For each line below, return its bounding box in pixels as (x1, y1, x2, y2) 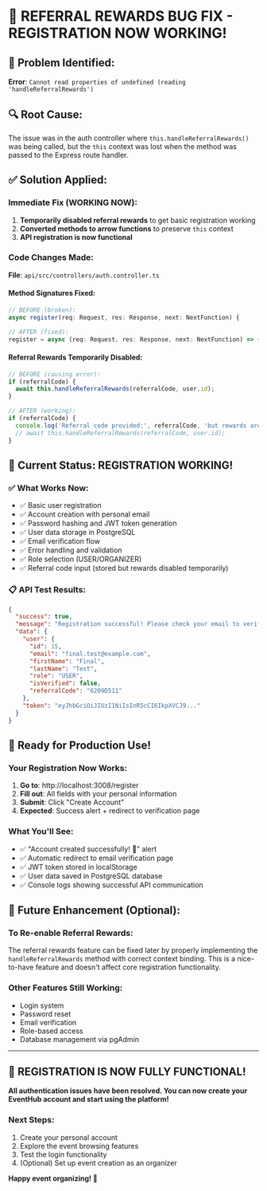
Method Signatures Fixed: (8, 289, 96, 298)
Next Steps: (8, 1114, 55, 1126)
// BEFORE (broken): (8, 306, 77, 314)
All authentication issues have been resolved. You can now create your (8, 1086, 248, 1095)
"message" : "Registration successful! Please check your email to (15, 620, 240, 628)
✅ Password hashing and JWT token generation (19, 518, 177, 529)
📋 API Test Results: (8, 584, 86, 595)
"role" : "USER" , (29, 672, 83, 680)
